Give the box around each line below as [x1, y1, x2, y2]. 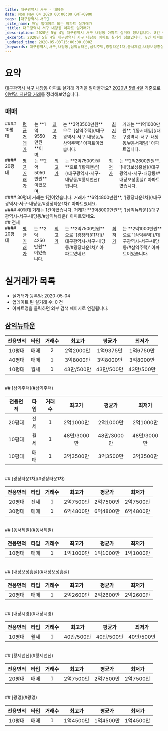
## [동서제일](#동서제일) [5, 527, 54, 533]
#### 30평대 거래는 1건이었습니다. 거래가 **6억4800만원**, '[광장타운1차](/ [5, 194, 154, 200]
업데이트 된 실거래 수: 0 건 [12, 299, 63, 305]
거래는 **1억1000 [122, 121, 156, 127]
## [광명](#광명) [5, 694, 37, 700]
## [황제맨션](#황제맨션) [5, 653, 54, 659]
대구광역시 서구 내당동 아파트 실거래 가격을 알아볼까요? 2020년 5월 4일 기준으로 [5, 85, 161, 91]
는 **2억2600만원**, [119, 158, 160, 164]
